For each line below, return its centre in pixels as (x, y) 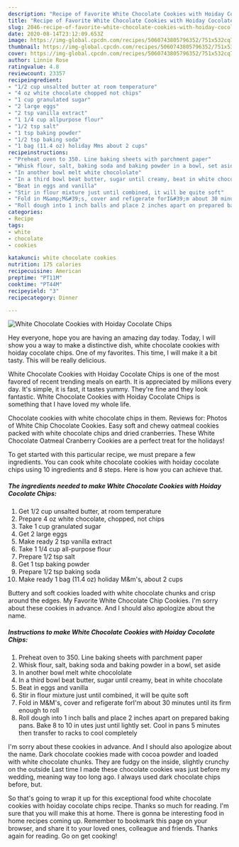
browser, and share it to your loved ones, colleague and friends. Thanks (113, 829)
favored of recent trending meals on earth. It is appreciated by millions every (120, 382)
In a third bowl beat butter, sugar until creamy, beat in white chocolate (120, 680)
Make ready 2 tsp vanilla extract (65, 541)
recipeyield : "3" (34, 291)
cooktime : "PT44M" (35, 284)
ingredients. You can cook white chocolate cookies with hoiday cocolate (113, 462)
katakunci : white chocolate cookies (62, 258)
